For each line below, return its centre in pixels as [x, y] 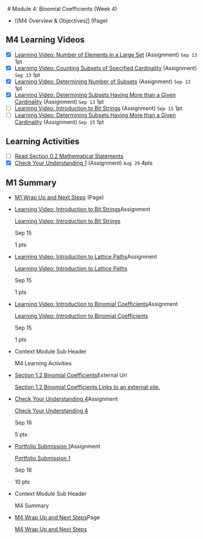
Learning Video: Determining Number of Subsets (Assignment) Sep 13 [102, 81]
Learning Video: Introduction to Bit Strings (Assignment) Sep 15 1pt [98, 108]
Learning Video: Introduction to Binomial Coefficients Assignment [96, 304]
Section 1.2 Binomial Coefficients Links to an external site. [87, 387]
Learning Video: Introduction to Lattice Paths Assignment [86, 256]
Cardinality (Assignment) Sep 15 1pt [59, 122]
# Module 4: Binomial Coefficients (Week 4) [62, 9]
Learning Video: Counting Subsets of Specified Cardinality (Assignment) [105, 68]
